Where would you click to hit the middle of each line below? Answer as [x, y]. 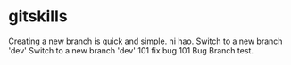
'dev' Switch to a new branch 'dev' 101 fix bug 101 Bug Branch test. [131, 50]
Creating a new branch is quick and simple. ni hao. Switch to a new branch [145, 41]
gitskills [38, 16]
